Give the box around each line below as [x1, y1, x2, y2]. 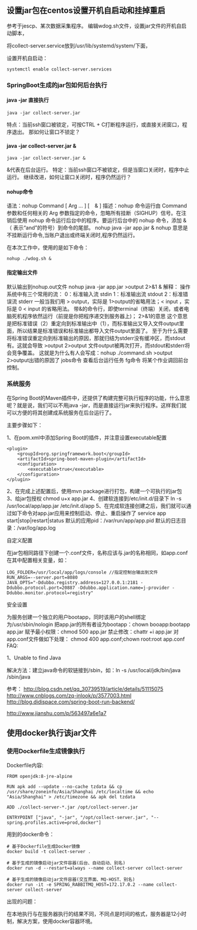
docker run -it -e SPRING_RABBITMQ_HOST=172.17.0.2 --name [6, 881, 154, 888]
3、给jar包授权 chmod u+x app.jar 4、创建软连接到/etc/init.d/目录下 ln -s [6, 495, 182, 502]
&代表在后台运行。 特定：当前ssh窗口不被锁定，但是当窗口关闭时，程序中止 [6, 166, 190, 173]
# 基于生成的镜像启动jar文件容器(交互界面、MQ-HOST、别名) [6, 877, 135, 882]
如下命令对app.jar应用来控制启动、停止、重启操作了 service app [11, 510, 167, 517]
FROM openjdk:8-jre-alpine [6, 773, 73, 779]
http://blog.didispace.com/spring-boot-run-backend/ [6, 698, 135, 705]
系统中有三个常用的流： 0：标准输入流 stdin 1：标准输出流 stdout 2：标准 [6, 290, 184, 298]
